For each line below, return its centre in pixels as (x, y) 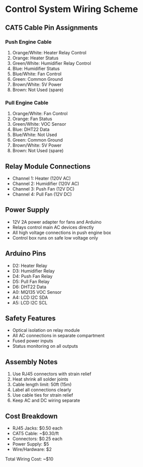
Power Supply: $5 (31, 444)
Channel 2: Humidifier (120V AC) (46, 184)
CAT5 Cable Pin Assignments (52, 28)
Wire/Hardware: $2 (32, 450)
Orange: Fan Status (32, 119)
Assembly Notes (32, 362)
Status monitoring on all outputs (45, 346)
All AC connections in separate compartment (58, 336)
